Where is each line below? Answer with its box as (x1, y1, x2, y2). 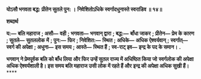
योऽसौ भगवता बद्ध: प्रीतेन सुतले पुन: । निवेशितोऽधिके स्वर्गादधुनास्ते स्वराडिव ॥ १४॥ (6, 6, 162, 13)
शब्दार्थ (6, 18, 19, 25)
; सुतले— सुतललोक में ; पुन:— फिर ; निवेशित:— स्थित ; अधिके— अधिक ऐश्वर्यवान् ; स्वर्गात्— (6, 37, 188, 43)
